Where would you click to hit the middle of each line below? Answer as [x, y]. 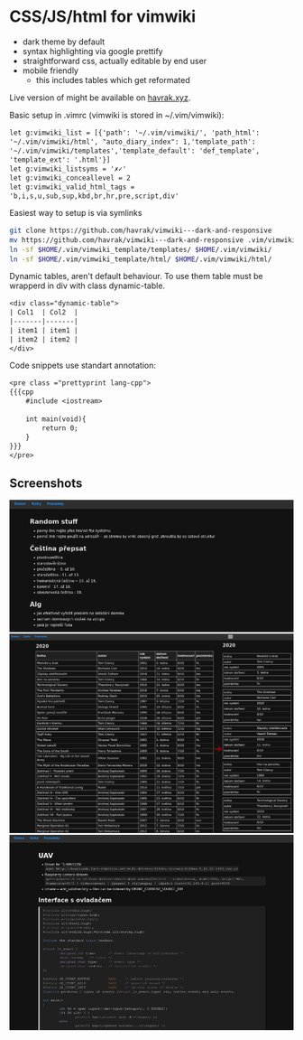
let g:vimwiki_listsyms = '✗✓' [68, 169]
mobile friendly [50, 70]
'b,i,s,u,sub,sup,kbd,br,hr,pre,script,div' [94, 196]
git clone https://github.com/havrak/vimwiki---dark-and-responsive [141, 230]
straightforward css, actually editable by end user [115, 61]
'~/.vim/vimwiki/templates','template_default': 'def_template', [134, 151]
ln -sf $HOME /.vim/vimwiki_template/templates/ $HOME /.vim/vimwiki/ [141, 249]
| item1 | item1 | [44, 331]
